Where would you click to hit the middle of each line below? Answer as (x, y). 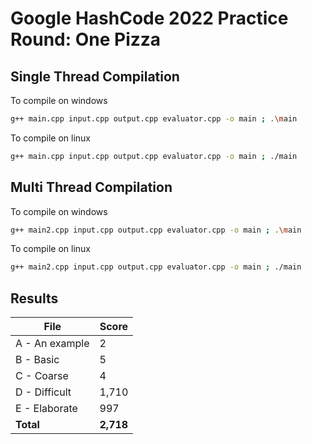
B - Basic (37, 360)
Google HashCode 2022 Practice (149, 18)
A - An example (52, 344)
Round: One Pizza (86, 39)
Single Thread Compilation (95, 76)
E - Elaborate (46, 409)
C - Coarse (42, 376)
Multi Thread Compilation (91, 187)
